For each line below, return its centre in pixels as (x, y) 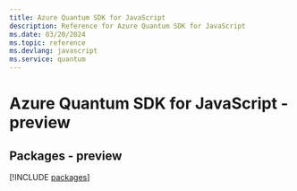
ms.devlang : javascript (54, 51)
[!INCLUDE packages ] (50, 177)
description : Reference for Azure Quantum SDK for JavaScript (127, 26)
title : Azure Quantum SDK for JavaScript (88, 17)
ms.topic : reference (48, 43)
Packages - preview (66, 156)
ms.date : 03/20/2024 (48, 34)
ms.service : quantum (48, 59)
